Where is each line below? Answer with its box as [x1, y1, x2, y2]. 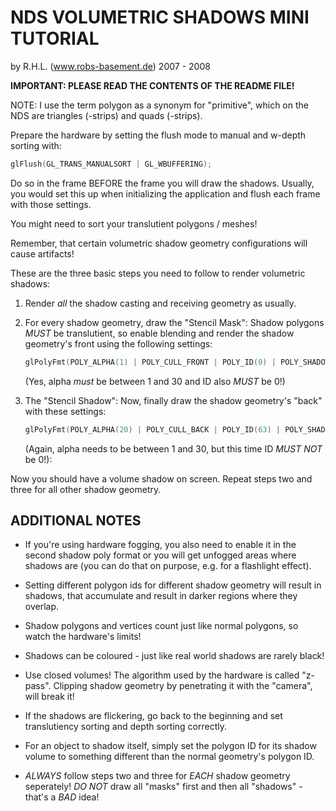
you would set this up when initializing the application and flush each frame [10, 187, 321, 200]
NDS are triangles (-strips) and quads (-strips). [10, 109, 203, 121]
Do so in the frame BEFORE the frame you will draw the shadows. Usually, [10, 177, 315, 189]
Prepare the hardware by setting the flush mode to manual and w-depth [10, 129, 307, 141]
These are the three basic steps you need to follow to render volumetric [10, 267, 306, 279]
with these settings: [24, 405, 107, 417]
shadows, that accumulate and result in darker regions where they [24, 590, 298, 602]
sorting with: [10, 139, 62, 151]
